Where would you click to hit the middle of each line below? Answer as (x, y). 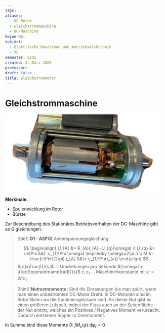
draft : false (19, 73)
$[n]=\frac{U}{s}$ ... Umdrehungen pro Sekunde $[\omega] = (80, 266)
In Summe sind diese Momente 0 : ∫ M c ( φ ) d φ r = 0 (55, 325)
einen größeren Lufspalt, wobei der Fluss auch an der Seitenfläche (85, 305)
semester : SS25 (21, 57)
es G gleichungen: (24, 229)
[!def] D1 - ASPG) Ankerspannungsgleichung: (63, 238)
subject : (14, 42)
